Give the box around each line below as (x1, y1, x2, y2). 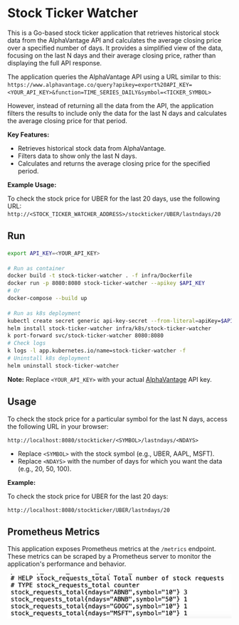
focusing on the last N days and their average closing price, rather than (7, 51, 216, 60)
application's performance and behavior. (7, 560, 127, 568)
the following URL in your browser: (7, 422, 109, 431)
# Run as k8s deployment (7, 309, 81, 317)
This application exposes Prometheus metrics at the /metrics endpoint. (7, 545, 217, 553)
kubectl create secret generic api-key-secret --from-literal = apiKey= (7, 317, 221, 324)
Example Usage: (7, 180, 57, 189)
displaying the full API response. (7, 58, 102, 67)
